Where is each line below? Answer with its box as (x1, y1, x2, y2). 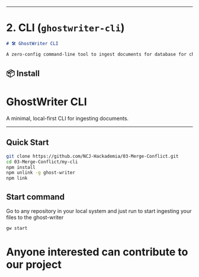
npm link (6, 176, 28, 182)
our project (6, 258, 62, 272)
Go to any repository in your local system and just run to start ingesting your (6, 208, 192, 215)
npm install (6, 164, 36, 170)
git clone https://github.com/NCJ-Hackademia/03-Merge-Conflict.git (6, 153, 179, 159)
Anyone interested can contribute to (6, 246, 188, 259)
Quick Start (6, 138, 49, 148)
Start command (6, 192, 65, 202)
